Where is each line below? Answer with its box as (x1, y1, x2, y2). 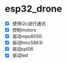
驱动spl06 (12, 46, 34, 52)
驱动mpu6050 (12, 34, 42, 40)
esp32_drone (5, 3, 62, 15)
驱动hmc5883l (12, 40, 43, 46)
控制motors (12, 27, 36, 33)
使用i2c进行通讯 (12, 20, 46, 26)
